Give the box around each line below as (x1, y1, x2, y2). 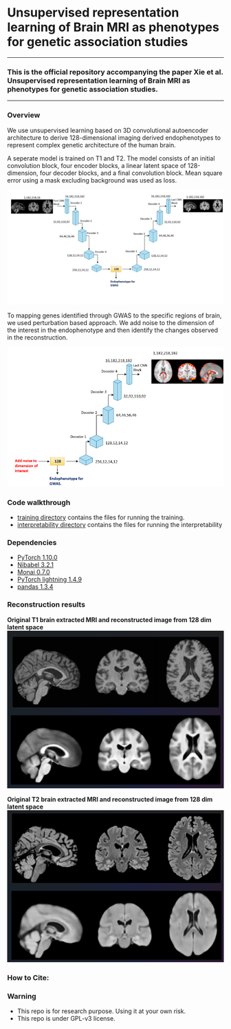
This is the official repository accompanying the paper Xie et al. (7, 67, 223, 76)
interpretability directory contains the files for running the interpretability (16, 521, 223, 529)
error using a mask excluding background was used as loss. (7, 176, 177, 184)
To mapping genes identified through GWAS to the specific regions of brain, (7, 311, 222, 320)
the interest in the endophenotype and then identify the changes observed (7, 326, 219, 335)
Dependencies (7, 538, 57, 547)
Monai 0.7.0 (16, 568, 50, 576)
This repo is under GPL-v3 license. (16, 1015, 115, 1023)
